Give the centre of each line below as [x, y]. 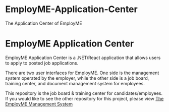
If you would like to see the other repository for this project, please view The [84, 98]
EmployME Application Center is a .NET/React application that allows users [83, 58]
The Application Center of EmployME [44, 23]
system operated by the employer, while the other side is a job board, [77, 78]
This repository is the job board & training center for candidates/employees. [84, 93]
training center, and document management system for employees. [75, 83]
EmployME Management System [39, 104]
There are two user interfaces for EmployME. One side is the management [82, 73]
